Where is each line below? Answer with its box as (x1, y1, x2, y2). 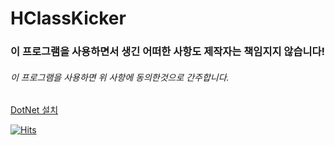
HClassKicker (10, 7, 127, 30)
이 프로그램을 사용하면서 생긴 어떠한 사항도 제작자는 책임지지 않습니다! (10, 45, 326, 59)
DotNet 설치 (10, 104, 59, 116)
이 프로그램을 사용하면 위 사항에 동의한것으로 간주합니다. (10, 71, 230, 83)
